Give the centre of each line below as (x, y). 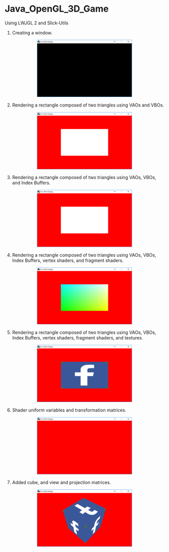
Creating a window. (32, 32)
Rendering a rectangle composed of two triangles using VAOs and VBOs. (88, 105)
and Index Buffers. (31, 183)
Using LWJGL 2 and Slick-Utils (37, 23)
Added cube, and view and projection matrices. (61, 482)
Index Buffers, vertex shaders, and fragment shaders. (68, 260)
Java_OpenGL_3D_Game (57, 9)
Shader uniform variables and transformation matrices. (69, 410)
